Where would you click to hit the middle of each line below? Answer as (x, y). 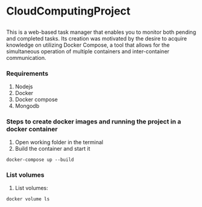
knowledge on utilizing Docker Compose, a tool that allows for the (88, 45)
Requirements (27, 73)
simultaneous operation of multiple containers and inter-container (88, 51)
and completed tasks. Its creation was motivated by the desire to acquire (96, 38)
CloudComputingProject (68, 11)
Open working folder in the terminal (59, 142)
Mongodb (27, 106)
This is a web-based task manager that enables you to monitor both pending (101, 32)
